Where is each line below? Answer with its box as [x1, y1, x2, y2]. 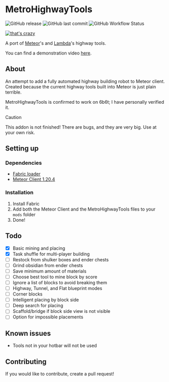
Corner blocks [12, 291, 43, 297]
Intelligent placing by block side [12, 297, 79, 303]
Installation [5, 189, 34, 196]
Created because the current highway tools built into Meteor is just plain [5, 83, 156, 90]
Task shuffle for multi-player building [12, 251, 90, 257]
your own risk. [5, 129, 36, 135]
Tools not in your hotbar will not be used [12, 342, 97, 349]
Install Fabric [12, 200, 40, 207]
